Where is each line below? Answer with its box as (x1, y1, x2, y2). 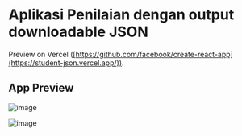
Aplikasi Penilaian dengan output (8, 6, 235, 24)
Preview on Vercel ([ (8, 49, 76, 59)
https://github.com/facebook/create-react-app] (75, 49, 234, 59)
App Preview (8, 81, 74, 95)
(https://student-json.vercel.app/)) (8, 58, 123, 68)
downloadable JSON (8, 23, 149, 41)
